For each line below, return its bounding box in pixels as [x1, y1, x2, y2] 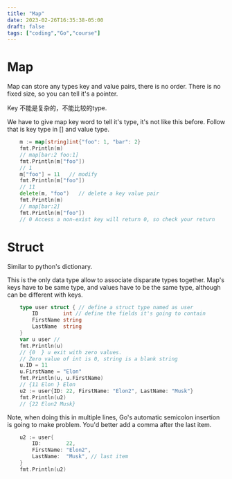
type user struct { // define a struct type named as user [19, 304, 194, 311]
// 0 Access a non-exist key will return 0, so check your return [19, 216, 215, 223]
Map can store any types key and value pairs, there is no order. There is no [7, 82, 221, 91]
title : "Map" [7, 10, 45, 17]
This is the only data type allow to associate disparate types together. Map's [7, 275, 225, 284]
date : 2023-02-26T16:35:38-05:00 [7, 17, 104, 24]
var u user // [19, 336, 60, 343]
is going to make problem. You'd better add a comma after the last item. [7, 420, 212, 428]
